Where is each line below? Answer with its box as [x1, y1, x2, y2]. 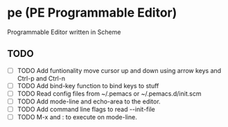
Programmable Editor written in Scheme [7, 28, 121, 36]
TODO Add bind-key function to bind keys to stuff [17, 81, 159, 90]
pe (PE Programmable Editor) [7, 5, 177, 21]
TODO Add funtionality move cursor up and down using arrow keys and [17, 66, 222, 74]
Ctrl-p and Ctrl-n [17, 74, 66, 83]
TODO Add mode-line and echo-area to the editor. [17, 97, 161, 105]
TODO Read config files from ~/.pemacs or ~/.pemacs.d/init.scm [17, 89, 202, 98]
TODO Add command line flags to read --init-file [17, 105, 155, 113]
